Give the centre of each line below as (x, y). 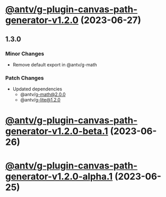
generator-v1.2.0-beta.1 (57, 131)
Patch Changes (25, 78)
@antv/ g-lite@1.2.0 (40, 100)
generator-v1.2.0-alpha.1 (59, 176)
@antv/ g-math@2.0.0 (43, 94)
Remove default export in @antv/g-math (55, 64)
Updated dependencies (37, 89)
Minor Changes (25, 54)
